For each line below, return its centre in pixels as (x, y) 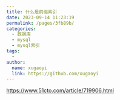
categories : (21, 29)
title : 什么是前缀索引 (32, 12)
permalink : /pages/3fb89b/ (40, 23)
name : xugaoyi (29, 68)
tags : (13, 51)
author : (16, 62)
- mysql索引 (26, 46)
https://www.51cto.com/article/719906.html (60, 90)
